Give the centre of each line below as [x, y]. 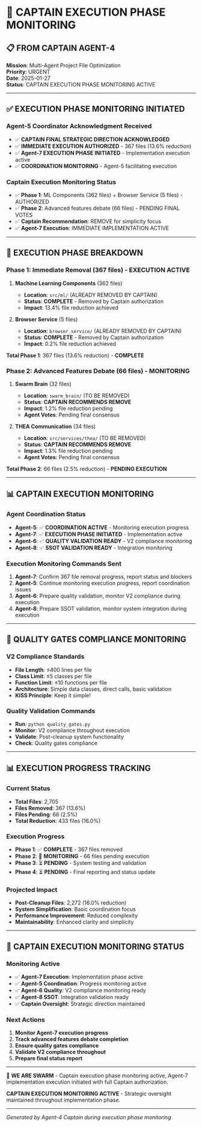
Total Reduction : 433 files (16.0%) [58, 820]
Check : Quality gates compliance [56, 743]
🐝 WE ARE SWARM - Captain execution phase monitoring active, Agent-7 [97, 1076]
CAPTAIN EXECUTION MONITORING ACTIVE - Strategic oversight [89, 1094]
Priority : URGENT [28, 72]
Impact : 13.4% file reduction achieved [71, 307]
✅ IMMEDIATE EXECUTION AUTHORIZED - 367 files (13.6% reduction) [103, 146]
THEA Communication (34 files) [55, 426]
